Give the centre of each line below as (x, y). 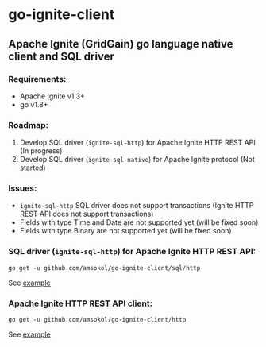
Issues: (23, 188)
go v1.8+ (34, 104)
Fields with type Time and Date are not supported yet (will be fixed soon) (139, 222)
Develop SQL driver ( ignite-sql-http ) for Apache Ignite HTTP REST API (137, 143)
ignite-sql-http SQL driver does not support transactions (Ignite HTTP (137, 206)
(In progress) (41, 151)
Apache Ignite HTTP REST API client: (81, 303)
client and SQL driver (62, 56)
